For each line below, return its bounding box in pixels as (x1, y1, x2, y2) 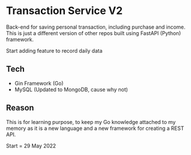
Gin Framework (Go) (14, 80, 64, 87)
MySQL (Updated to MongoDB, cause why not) (14, 86, 129, 93)
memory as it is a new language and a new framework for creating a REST (6, 125, 185, 132)
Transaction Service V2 (6, 4, 123, 18)
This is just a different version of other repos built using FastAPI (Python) (6, 29, 181, 36)
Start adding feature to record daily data (6, 47, 103, 54)
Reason (6, 103, 34, 113)
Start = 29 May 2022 (6, 142, 57, 149)
